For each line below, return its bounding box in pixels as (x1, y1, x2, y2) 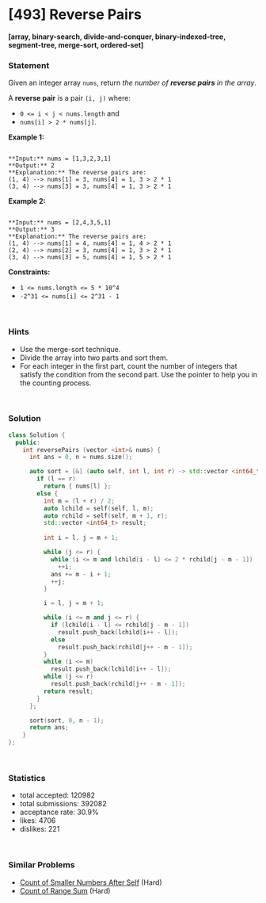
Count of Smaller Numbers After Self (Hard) (19, 878, 162, 887)
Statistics (8, 773, 46, 783)
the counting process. (19, 378, 92, 388)
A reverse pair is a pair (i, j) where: (8, 94, 131, 103)
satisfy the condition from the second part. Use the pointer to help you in (19, 369, 257, 379)
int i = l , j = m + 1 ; (43, 534, 119, 542)
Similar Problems (8, 859, 75, 870)
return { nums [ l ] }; (43, 482, 112, 491)
